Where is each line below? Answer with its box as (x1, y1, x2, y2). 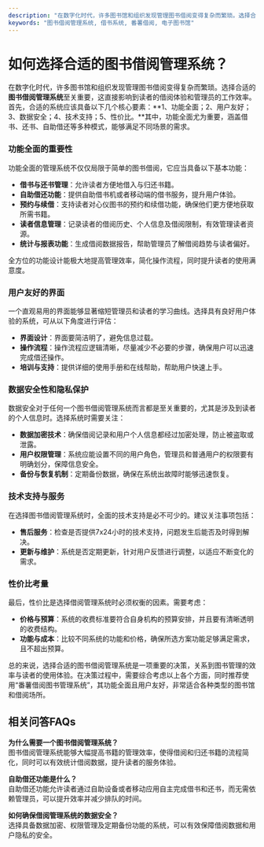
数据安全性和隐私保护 (8, 383, 89, 394)
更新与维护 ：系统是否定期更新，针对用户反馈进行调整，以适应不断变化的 (19, 546, 254, 556)
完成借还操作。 (19, 353, 68, 362)
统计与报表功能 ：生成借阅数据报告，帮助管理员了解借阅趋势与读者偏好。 (19, 239, 254, 248)
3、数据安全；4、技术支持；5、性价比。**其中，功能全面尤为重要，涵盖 (8, 112, 242, 122)
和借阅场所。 (8, 690, 49, 699)
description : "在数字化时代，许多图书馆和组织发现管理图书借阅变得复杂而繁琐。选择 (8, 11, 251, 20)
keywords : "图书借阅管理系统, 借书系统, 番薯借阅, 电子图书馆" (8, 19, 195, 27)
